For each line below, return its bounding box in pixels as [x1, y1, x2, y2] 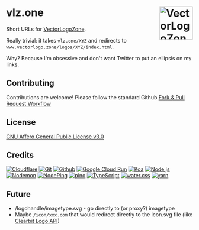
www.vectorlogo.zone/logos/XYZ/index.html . [6, 43, 114, 50]
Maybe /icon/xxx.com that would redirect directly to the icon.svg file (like [14, 211, 193, 218]
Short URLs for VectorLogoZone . [6, 25, 86, 33]
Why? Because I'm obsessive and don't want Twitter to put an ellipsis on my [6, 54, 192, 61]
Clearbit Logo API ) [14, 218, 60, 225]
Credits [6, 150, 34, 160]
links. [6, 61, 20, 68]
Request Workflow [6, 100, 52, 107]
